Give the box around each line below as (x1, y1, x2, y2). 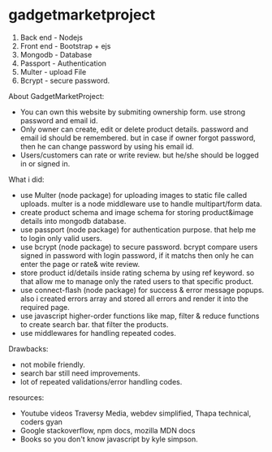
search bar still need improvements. (19, 368, 140, 378)
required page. (19, 302, 71, 312)
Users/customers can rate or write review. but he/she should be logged (19, 150, 259, 160)
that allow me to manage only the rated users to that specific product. (19, 276, 254, 286)
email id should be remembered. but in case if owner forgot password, (19, 132, 256, 143)
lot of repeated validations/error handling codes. (19, 377, 183, 386)
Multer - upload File (19, 67, 87, 76)
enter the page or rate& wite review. (19, 259, 140, 269)
